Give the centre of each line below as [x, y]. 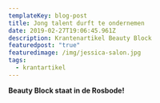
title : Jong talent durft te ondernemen [77, 23]
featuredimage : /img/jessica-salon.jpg [75, 53]
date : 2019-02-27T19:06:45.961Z [62, 30]
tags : [17, 61]
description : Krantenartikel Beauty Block [80, 38]
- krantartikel [41, 68]
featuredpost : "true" [44, 46]
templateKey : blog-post [48, 16]
